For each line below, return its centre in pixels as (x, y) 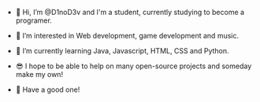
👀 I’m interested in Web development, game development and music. (127, 36)
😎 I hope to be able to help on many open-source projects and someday (134, 66)
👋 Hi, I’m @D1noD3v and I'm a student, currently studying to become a (130, 12)
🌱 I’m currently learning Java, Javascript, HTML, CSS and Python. (123, 51)
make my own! (39, 74)
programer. (34, 20)
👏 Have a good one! (48, 89)
